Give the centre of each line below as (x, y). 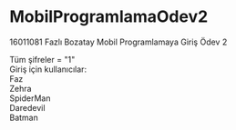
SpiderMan (30, 98)
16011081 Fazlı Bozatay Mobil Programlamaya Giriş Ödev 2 (118, 42)
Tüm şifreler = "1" (42, 59)
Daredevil (27, 107)
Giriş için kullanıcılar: (48, 69)
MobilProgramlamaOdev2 (109, 17)
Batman (24, 117)
